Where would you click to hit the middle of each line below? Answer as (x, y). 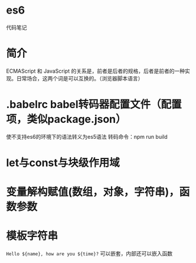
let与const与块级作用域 (63, 163)
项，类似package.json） (66, 119)
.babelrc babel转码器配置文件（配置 (94, 105)
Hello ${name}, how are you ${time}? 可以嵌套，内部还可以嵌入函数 (89, 254)
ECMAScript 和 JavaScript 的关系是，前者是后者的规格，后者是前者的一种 (95, 71)
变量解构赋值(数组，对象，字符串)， (93, 192)
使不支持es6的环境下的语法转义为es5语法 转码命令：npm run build (87, 137)
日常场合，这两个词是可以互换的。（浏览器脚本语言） (80, 78)
